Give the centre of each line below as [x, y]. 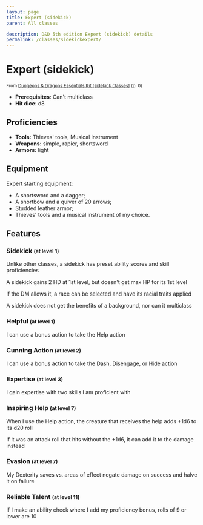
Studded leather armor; [44, 208]
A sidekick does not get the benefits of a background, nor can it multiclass [99, 306]
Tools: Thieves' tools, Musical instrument [66, 137]
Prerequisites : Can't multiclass [54, 97]
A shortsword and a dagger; [50, 195]
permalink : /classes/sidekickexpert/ [54, 40]
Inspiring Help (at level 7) [41, 408]
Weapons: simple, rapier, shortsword [62, 144]
